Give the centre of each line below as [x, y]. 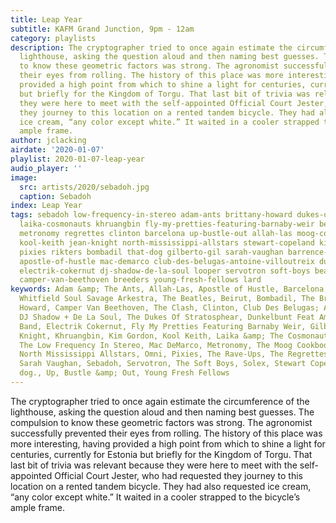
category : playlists [53, 38]
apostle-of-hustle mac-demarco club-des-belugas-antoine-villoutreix [167, 261]
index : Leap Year [46, 206]
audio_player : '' [46, 168]
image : [24, 177]
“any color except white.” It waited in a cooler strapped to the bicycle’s [155, 497]
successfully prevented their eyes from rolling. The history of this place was [166, 433]
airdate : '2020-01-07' [57, 150]
